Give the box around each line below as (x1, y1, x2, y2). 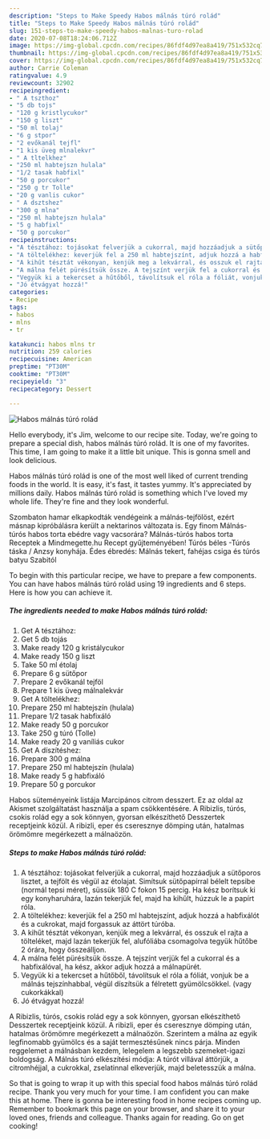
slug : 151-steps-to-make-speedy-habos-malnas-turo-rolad (9, 27, 204, 35)
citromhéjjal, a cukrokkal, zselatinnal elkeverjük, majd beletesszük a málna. (9, 1063, 256, 1073)
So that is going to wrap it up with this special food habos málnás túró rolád (9, 1079, 258, 1088)
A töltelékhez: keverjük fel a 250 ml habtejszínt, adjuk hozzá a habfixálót (20, 911, 260, 920)
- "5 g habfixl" (9, 221, 63, 229)
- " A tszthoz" (9, 94, 60, 102)
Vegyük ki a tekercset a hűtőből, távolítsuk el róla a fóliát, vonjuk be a (20, 970, 249, 981)
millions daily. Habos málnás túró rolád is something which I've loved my (9, 488, 248, 498)
